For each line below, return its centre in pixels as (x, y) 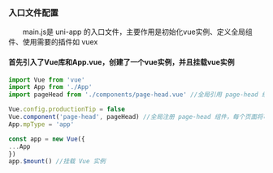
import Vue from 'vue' (47, 80)
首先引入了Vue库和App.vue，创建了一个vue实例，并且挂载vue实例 (121, 61)
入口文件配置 (34, 12)
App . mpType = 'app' (41, 124)
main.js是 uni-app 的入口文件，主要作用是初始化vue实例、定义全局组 (138, 32)
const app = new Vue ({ (47, 139)
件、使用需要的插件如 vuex (53, 42)
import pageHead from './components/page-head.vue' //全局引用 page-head (133, 95)
